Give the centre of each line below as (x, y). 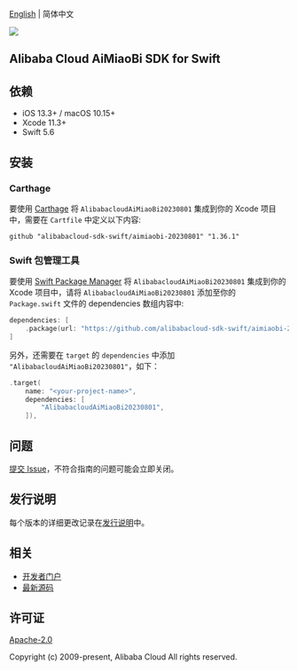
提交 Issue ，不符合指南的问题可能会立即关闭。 (94, 469)
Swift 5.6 (38, 132)
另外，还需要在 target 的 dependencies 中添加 (92, 355)
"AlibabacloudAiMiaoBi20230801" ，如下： (84, 366)
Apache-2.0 (31, 640)
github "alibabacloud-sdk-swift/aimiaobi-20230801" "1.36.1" (125, 236)
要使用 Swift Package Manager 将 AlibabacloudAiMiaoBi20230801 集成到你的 (148, 281)
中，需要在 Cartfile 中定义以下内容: (75, 219)
